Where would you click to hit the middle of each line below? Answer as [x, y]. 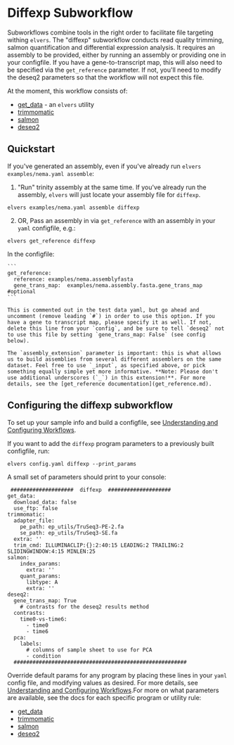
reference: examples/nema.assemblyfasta [73, 279]
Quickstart [31, 149]
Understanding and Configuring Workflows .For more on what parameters [113, 690]
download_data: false [45, 502]
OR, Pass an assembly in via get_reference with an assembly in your [116, 220]
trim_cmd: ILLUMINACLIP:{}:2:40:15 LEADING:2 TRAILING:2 [99, 545]
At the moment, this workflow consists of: [67, 91]
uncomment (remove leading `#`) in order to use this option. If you [111, 316]
